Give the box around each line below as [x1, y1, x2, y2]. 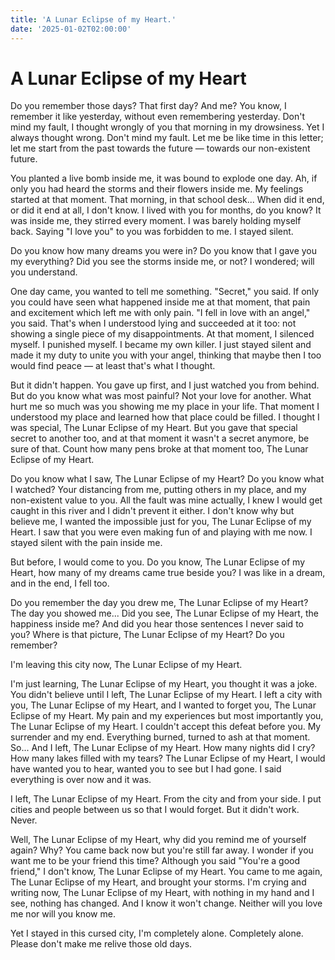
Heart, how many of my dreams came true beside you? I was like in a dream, [10, 567, 326, 579]
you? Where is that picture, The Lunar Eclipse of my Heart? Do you [10, 629, 285, 641]
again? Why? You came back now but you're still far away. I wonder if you [10, 844, 314, 856]
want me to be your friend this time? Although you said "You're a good [10, 855, 301, 867]
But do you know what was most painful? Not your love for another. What [10, 390, 312, 402]
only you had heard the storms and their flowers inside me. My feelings [10, 183, 304, 195]
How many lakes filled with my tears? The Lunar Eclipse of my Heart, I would [10, 752, 326, 765]
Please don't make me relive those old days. [10, 938, 193, 950]
